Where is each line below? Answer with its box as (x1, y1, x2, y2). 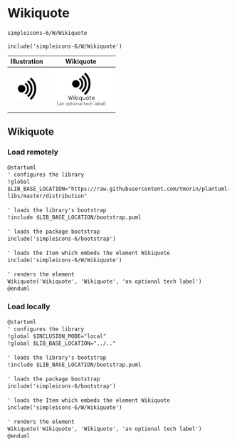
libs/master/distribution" (7, 192, 88, 199)
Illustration (10, 57, 44, 66)
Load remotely (7, 147, 59, 157)
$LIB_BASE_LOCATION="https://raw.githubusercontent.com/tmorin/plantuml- (7, 185, 231, 192)
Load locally (7, 301, 51, 311)
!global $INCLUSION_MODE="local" (7, 333, 107, 340)
